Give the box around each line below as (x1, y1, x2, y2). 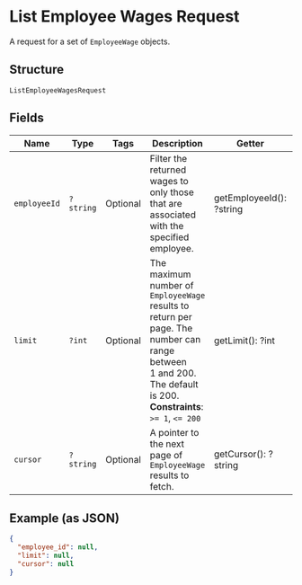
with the (149, 219, 184, 232)
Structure (9, 62, 65, 77)
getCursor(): (214, 448, 267, 460)
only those (149, 186, 195, 199)
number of (149, 279, 194, 291)
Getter (236, 137, 265, 149)
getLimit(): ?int (214, 334, 276, 347)
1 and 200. (149, 367, 197, 379)
